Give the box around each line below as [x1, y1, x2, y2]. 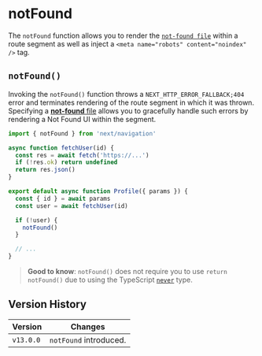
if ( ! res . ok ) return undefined [15, 158, 118, 166]
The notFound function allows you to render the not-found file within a [8, 31, 238, 40]
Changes [70, 321, 105, 332]
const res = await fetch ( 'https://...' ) [15, 151, 149, 159]
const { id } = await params [15, 195, 111, 202]
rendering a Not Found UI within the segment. [8, 114, 157, 124]
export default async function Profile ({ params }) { [8, 187, 189, 195]
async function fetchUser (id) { [8, 143, 114, 152]
